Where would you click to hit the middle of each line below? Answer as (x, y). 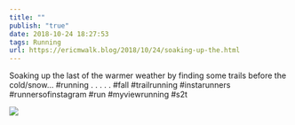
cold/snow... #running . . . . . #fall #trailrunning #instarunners (120, 85)
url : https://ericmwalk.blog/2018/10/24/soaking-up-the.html (125, 51)
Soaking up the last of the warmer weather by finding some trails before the (148, 75)
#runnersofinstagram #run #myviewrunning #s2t (99, 95)
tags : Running (36, 42)
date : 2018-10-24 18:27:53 (59, 34)
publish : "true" (39, 26)
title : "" (28, 17)
